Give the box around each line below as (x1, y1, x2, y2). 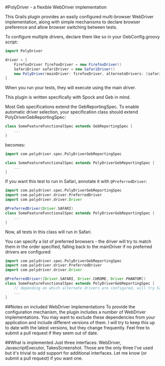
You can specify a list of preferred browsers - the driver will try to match (5, 238, 151, 244)
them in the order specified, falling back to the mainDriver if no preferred (5, 244, 152, 250)
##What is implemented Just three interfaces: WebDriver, (5, 339, 121, 345)
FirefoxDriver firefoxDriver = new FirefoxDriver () (14, 62, 122, 67)
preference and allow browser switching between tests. (5, 24, 118, 30)
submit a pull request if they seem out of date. (5, 330, 98, 336)
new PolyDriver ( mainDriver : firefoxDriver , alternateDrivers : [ (14, 71, 148, 76)
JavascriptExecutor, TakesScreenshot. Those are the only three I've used (5, 345, 153, 351)
